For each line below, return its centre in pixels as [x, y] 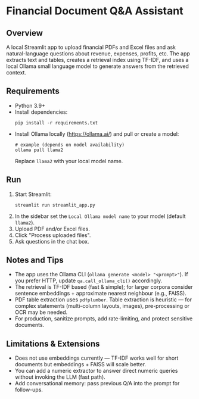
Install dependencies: [41, 112]
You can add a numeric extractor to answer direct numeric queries [96, 371]
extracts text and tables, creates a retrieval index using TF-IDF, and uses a [97, 60]
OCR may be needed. [41, 312]
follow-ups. [29, 390]
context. [16, 72]
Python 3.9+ [30, 105]
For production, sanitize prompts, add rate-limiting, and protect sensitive [104, 319]
